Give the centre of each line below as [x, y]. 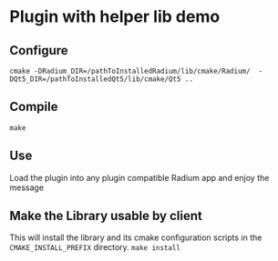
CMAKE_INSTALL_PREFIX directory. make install [95, 247]
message [26, 187]
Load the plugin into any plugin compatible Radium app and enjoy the [139, 177]
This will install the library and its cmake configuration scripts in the [136, 237]
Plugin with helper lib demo [115, 17]
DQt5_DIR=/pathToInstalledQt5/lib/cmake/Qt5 [95, 79]
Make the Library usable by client [106, 216]
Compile [34, 107]
